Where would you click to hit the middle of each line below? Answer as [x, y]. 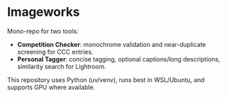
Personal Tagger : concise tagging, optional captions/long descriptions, [119, 59]
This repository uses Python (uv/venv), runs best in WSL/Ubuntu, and [106, 79]
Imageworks [44, 12]
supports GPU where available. [51, 87]
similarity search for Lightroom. [61, 66]
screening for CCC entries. [55, 52]
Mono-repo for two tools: [43, 31]
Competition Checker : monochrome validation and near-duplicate [111, 44]
